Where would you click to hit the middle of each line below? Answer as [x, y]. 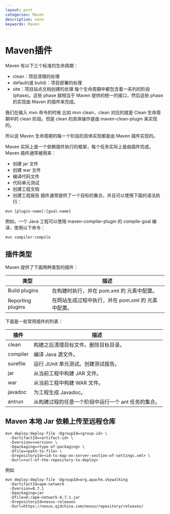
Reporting [19, 301]
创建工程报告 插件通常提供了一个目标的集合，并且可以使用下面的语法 [84, 195]
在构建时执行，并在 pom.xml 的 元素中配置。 [105, 291]
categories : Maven [25, 15]
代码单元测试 [26, 183]
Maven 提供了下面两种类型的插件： [42, 267]
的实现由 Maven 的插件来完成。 [45, 102]
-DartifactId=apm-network [37, 484]
